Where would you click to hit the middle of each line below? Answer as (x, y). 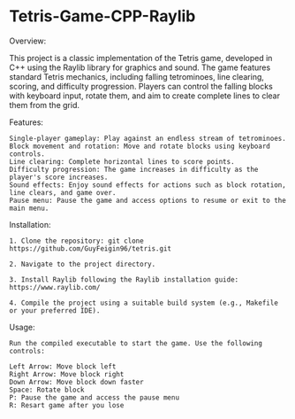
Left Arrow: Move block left (63, 366)
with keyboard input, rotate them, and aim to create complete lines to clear (145, 96)
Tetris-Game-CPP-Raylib (102, 16)
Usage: (22, 327)
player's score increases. (59, 177)
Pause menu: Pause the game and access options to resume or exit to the (148, 200)
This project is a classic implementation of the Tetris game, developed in (141, 58)
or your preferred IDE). (55, 310)
